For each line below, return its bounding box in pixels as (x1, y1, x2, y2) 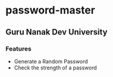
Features (5, 45, 32, 53)
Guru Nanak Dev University (5, 27, 108, 37)
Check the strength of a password (14, 64, 97, 71)
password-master (5, 4, 95, 17)
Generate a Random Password (14, 58, 88, 65)
